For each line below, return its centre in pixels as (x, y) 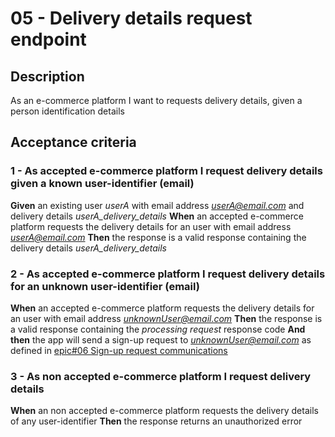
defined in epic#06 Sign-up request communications (119, 350)
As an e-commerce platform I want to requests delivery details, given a (156, 100)
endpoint (48, 39)
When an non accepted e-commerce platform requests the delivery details (164, 411)
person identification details (67, 111)
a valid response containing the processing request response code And (158, 329)
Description (47, 76)
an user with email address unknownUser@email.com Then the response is (166, 318)
